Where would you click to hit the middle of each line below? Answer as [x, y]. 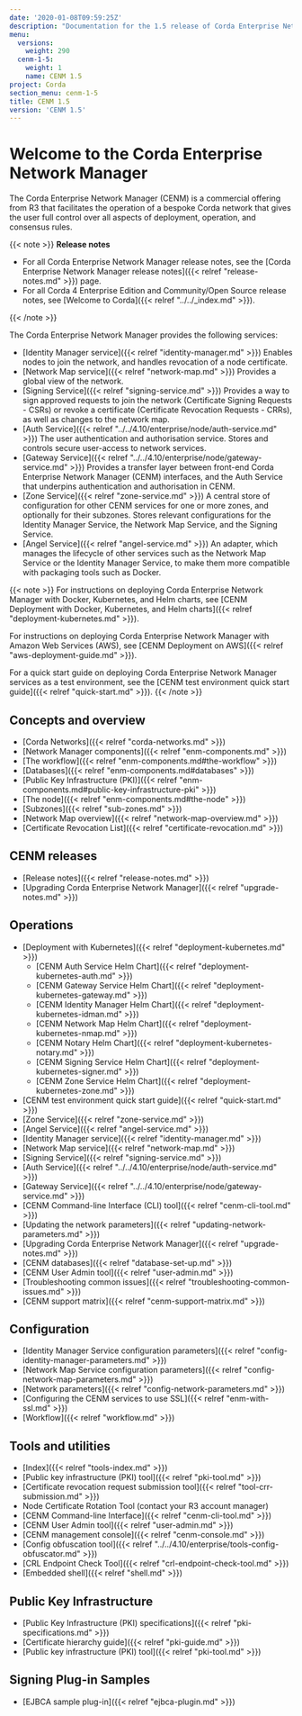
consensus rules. [41, 227]
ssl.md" [36, 1408]
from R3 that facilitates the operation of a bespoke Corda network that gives [151, 208]
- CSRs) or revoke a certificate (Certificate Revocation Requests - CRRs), [157, 410]
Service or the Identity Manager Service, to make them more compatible [156, 563]
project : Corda [38, 85]
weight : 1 [44, 68]
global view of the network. [73, 381]
